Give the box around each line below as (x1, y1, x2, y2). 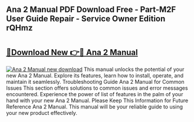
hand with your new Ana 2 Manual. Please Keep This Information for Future (6, 97, 189, 104)
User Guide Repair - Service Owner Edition (6, 14, 166, 24)
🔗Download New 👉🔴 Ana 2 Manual (6, 47, 138, 57)
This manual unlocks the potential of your (83, 66, 185, 73)
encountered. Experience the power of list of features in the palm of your (6, 91, 183, 97)
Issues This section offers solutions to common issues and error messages (6, 84, 188, 91)
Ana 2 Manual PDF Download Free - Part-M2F (6, 5, 176, 15)
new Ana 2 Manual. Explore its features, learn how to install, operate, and (6, 72, 184, 79)
